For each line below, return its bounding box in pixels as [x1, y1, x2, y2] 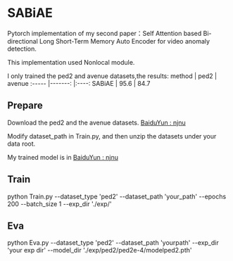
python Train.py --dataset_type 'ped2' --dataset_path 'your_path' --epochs [7, 192, 227, 200]
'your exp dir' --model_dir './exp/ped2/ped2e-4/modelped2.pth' [7, 246, 192, 255]
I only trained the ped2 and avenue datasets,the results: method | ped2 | [7, 72, 217, 80]
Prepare [7, 100, 44, 112]
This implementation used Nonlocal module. [7, 58, 135, 66]
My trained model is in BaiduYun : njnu [7, 153, 118, 161]
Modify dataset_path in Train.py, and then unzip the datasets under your [7, 132, 217, 140]
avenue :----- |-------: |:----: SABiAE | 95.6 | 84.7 [7, 79, 151, 87]
